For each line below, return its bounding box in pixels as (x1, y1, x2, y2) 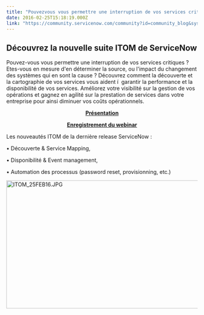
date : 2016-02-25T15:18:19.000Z (6, 15, 88, 21)
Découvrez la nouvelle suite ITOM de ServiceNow (6, 43, 197, 53)
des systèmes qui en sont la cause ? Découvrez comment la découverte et (6, 72, 193, 79)
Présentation (85, 109, 119, 117)
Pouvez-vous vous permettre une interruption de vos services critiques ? (6, 59, 189, 66)
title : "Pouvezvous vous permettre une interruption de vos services (6, 9, 186, 15)
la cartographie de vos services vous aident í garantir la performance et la (6, 78, 193, 86)
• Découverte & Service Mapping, (6, 145, 91, 152)
